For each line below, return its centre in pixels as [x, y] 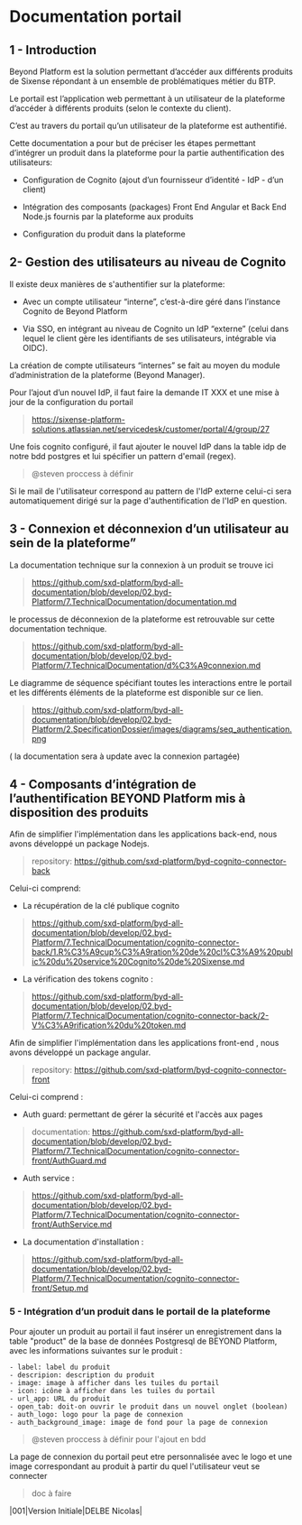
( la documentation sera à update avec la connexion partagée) [125, 756]
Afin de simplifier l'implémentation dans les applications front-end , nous [144, 1043]
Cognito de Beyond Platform [75, 311]
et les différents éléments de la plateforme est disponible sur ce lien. [137, 692]
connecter [28, 1475]
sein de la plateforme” [73, 543]
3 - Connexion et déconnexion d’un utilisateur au [149, 529]
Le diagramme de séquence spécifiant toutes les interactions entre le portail [151, 682]
